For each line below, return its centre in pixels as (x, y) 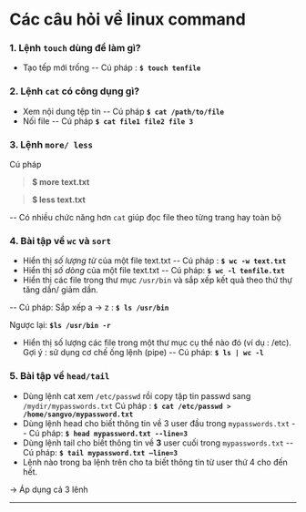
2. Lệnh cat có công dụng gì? (74, 91)
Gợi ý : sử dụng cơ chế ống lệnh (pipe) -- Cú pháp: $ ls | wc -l (143, 353)
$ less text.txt (59, 200)
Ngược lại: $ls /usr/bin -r (60, 325)
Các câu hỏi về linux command (127, 20)
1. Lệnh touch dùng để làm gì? (75, 48)
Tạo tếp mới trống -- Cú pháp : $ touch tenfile (112, 67)
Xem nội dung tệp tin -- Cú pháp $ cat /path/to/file (123, 111)
